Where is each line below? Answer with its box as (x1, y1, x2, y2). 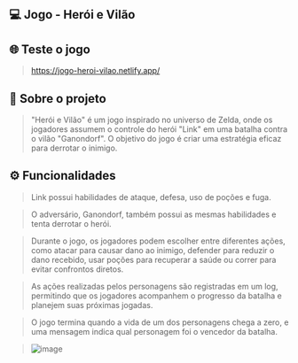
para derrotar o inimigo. (30, 143, 118, 153)
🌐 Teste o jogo (9, 42, 90, 57)
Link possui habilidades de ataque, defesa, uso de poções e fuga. (30, 191, 272, 202)
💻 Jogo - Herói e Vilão (9, 7, 136, 22)
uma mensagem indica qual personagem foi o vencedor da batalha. (30, 326, 278, 336)
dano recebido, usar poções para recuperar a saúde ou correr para (30, 254, 277, 265)
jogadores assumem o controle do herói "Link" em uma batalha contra (30, 124, 288, 135)
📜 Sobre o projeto (9, 91, 106, 106)
